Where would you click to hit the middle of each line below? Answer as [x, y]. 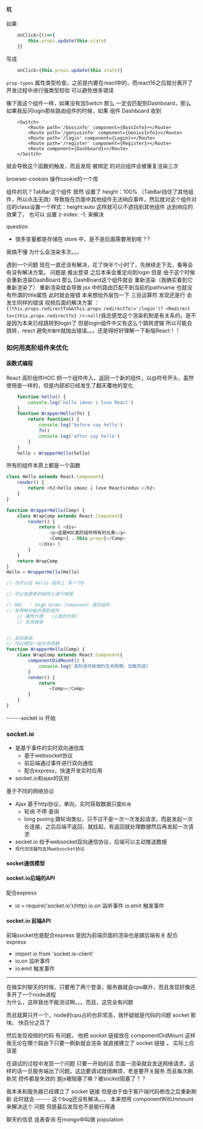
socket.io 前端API [29, 921]
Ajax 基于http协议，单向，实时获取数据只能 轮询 [73, 804]
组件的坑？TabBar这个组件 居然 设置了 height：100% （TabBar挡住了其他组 [100, 191]
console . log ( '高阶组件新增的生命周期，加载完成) [94, 666]
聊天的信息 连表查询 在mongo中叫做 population [65, 1119]
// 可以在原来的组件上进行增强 [40, 594]
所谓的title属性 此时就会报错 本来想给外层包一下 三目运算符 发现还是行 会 [101, 295]
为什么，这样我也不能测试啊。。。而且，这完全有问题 [70, 1002]
